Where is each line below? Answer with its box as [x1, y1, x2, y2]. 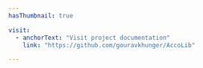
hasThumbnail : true [8, 11, 74, 20]
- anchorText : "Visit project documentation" [15, 34, 171, 42]
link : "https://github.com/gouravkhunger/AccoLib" [22, 41, 196, 49]
